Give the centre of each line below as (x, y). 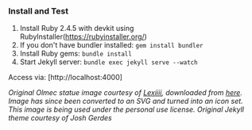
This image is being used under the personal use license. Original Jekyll (126, 109)
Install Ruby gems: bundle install (76, 54)
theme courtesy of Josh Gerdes (60, 118)
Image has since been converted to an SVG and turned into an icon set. (126, 101)
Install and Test (39, 11)
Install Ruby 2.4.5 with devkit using (77, 29)
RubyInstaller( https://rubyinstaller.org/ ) (83, 36)
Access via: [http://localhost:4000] (66, 78)
